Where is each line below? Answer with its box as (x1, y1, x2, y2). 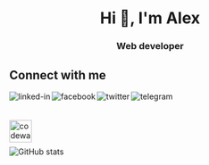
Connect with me (9, 67, 107, 83)
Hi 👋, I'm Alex (99, 8, 201, 29)
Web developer (115, 40, 185, 53)
